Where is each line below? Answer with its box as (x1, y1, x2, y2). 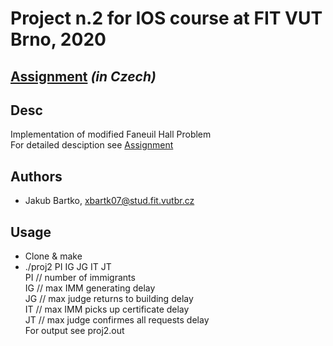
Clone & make (24, 250, 83, 262)
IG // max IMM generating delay (24, 282, 156, 294)
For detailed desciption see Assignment (10, 139, 174, 151)
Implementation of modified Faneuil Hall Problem (10, 128, 212, 141)
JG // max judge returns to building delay (24, 293, 194, 305)
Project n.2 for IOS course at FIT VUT (10, 7, 323, 30)
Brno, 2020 (10, 28, 107, 51)
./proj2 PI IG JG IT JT (24, 261, 112, 273)
